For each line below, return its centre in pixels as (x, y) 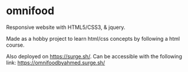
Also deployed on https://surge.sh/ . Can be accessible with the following (94, 56)
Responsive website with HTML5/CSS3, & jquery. (66, 27)
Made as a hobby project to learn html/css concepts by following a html (93, 38)
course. (15, 45)
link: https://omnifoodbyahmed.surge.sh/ (56, 63)
